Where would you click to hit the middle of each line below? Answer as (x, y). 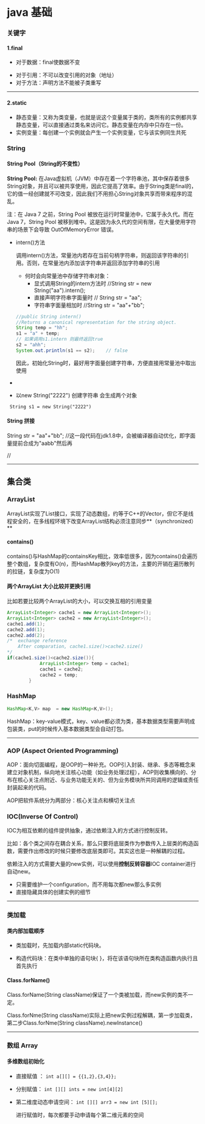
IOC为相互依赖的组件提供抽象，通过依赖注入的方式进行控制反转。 (89, 831)
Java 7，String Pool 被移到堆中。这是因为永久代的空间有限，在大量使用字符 (102, 222)
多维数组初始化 (26, 1061)
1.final (15, 48)
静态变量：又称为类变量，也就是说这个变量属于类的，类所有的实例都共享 (106, 117)
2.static (17, 103)
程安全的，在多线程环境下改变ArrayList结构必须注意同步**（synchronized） (102, 521)
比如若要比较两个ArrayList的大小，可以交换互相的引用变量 (80, 601)
